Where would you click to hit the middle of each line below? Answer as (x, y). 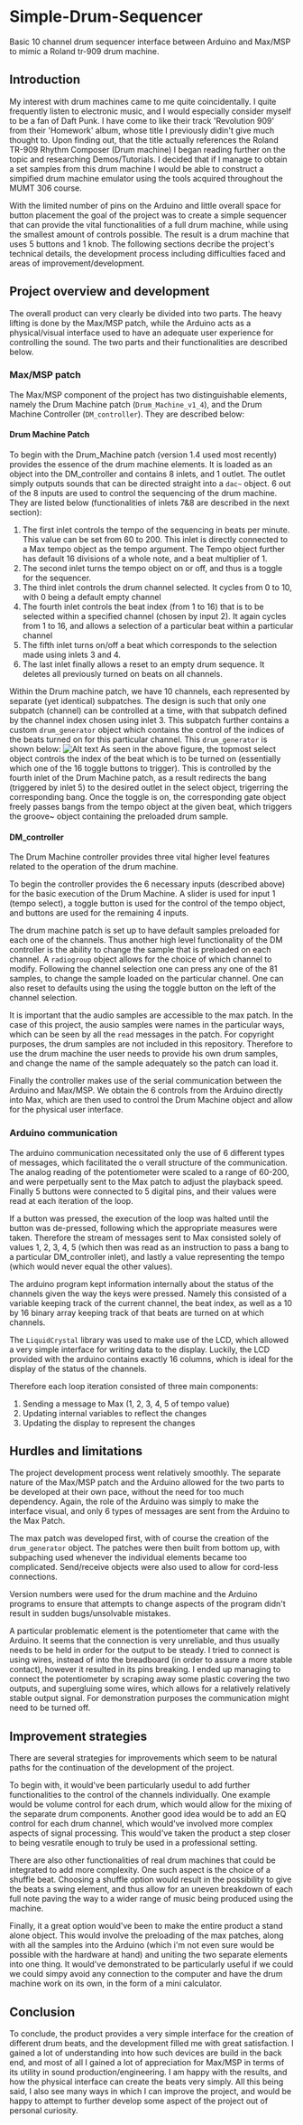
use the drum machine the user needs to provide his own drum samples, (144, 1054)
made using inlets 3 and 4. (72, 655)
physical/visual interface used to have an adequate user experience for (142, 333)
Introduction (45, 80)
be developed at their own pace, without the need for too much (127, 1492)
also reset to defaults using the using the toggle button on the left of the (143, 988)
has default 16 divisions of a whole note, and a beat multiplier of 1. (145, 559)
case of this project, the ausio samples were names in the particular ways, (147, 1025)
